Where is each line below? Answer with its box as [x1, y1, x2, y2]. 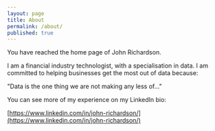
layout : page [7, 10, 45, 17]
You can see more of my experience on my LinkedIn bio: [7, 96, 167, 104]
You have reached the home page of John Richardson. [7, 48, 161, 57]
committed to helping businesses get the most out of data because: [7, 69, 199, 77]
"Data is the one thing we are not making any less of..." [7, 82, 163, 90]
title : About [7, 17, 45, 23]
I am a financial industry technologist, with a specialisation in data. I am [7, 61, 208, 70]
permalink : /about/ [7, 23, 63, 30]
